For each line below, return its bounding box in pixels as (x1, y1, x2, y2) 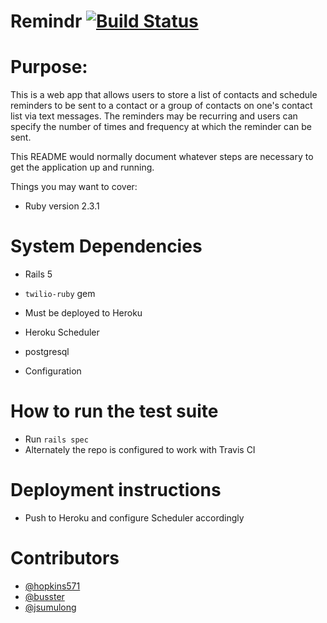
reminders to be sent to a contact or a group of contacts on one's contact (10, 100, 313, 112)
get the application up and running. (10, 161, 155, 174)
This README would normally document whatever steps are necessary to (10, 151, 314, 163)
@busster (24, 590, 65, 602)
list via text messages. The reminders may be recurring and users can (10, 110, 298, 122)
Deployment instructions (10, 479, 222, 502)
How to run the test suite (10, 400, 219, 423)
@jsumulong (24, 601, 77, 613)
